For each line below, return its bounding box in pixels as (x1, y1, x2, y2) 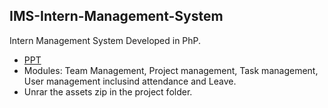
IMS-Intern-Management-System (9, 8, 224, 25)
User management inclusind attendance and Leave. (23, 75, 237, 87)
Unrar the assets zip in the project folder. (23, 85, 193, 98)
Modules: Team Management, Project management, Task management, (23, 64, 319, 76)
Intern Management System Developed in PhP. (9, 34, 202, 46)
